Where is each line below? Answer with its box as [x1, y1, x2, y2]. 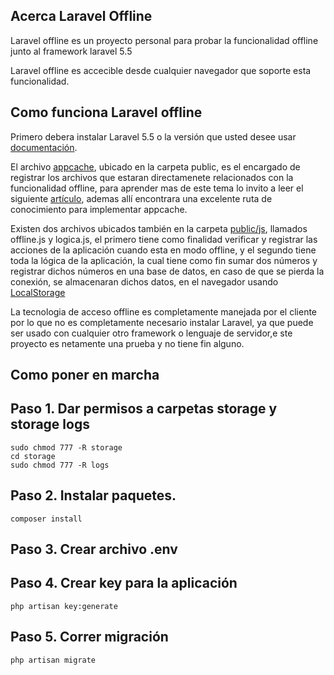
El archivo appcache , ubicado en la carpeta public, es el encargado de [10, 160, 301, 173]
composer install [10, 514, 83, 524]
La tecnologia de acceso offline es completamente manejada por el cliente [10, 305, 318, 318]
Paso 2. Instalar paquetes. [10, 487, 177, 504]
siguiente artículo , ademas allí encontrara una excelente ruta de [10, 192, 273, 204]
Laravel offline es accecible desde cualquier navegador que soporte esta [10, 64, 312, 76]
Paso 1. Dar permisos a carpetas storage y [10, 400, 278, 418]
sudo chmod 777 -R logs [10, 460, 110, 470]
